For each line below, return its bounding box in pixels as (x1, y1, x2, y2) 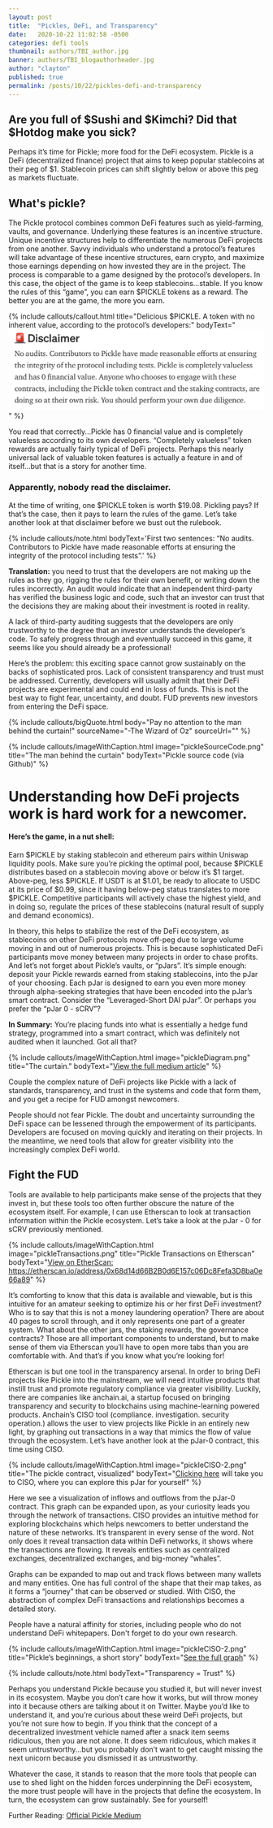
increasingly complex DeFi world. (8, 1144, 120, 1154)
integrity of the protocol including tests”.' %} (8, 550, 157, 560)
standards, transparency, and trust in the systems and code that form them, (8, 1085, 262, 1095)
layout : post (8, 13, 53, 21)
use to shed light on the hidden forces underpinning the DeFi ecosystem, (8, 1777, 253, 1787)
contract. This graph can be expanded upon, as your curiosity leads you (8, 1501, 250, 1511)
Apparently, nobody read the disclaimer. (8, 482, 171, 493)
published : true (8, 73, 63, 81)
